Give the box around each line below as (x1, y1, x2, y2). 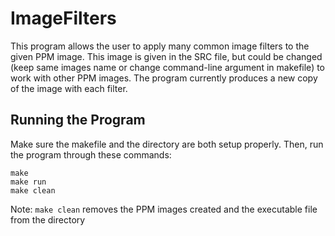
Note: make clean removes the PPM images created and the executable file (10, 203, 318, 215)
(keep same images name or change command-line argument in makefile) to (10, 61, 326, 73)
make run (10, 177, 47, 187)
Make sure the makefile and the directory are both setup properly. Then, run (10, 138, 324, 150)
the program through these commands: (10, 148, 172, 161)
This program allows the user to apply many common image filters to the (10, 40, 310, 52)
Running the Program (10, 112, 146, 129)
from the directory (10, 213, 86, 226)
